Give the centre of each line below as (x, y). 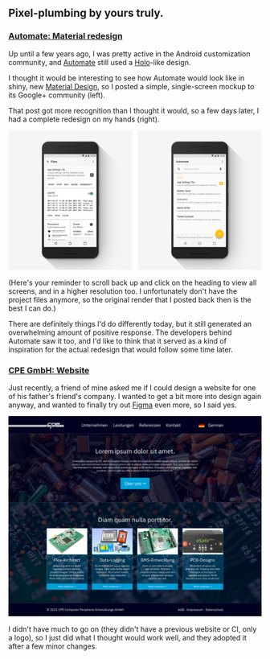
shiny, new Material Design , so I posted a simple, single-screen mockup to (131, 86)
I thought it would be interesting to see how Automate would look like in (127, 78)
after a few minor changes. (53, 646)
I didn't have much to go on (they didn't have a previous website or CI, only (133, 629)
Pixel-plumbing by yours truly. (86, 13)
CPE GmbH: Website (49, 370)
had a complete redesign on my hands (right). (84, 119)
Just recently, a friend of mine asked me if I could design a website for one (132, 388)
